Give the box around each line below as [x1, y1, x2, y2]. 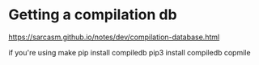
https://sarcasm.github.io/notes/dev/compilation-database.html [8, 32, 220, 42]
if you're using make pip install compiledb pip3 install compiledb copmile [8, 47, 251, 57]
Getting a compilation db [8, 6, 177, 24]
